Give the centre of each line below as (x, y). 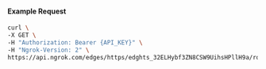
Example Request (37, 11)
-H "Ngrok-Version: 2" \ (48, 50)
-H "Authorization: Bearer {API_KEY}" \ (75, 42)
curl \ (18, 28)
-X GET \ (22, 36)
